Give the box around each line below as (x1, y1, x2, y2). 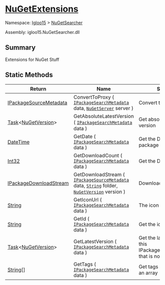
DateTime (7, 139, 30, 145)
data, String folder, (73, 182, 118, 189)
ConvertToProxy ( (73, 93, 114, 100)
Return (30, 85, 47, 92)
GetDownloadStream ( (73, 171, 125, 178)
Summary (5, 43, 36, 52)
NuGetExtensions (5, 3, 79, 15)
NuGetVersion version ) (73, 188, 126, 195)
